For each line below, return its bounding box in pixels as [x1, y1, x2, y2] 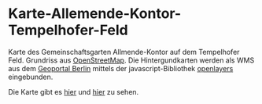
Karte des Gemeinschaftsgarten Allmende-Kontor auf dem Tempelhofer [8, 47, 240, 56]
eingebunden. [8, 72, 54, 81]
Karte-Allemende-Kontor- [8, 5, 182, 23]
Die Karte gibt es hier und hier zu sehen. [8, 87, 139, 96]
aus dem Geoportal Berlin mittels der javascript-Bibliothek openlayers [8, 63, 234, 73]
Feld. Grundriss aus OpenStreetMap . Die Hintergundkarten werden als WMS [8, 56, 255, 65]
